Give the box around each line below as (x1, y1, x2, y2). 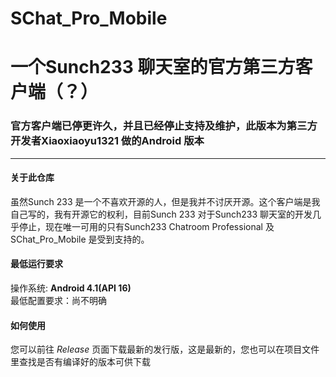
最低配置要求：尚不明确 (10, 295, 107, 307)
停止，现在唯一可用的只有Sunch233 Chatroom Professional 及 (18, 220, 275, 232)
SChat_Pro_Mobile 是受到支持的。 (10, 233, 150, 245)
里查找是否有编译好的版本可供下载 (10, 356, 151, 368)
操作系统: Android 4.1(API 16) (10, 282, 132, 294)
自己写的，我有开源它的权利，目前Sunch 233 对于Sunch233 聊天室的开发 (10, 208, 313, 220)
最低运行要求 (10, 258, 63, 270)
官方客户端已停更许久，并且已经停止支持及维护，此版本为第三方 (10, 119, 318, 133)
